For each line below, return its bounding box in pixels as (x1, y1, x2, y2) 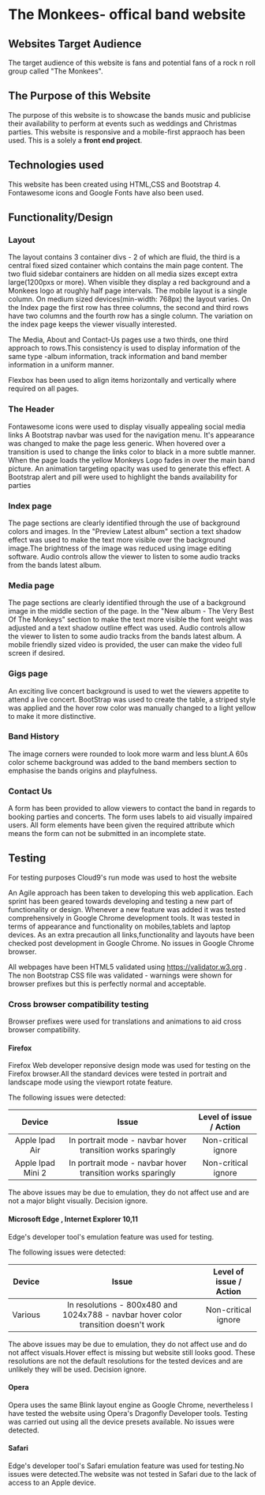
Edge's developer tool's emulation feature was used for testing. (8, 1232, 215, 1241)
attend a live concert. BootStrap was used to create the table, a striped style (8, 695, 256, 704)
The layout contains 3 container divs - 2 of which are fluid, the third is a (8, 252, 241, 262)
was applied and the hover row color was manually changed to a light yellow (8, 702, 256, 713)
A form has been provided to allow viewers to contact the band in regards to (8, 804, 256, 813)
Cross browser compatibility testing (8, 998, 149, 1009)
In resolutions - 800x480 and (66, 1299, 177, 1310)
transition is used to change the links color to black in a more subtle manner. (8, 447, 256, 456)
